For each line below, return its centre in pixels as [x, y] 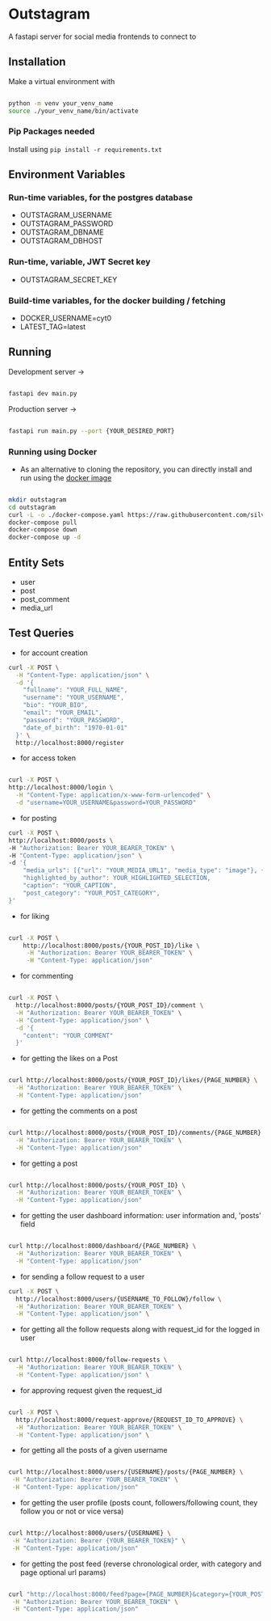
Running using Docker [53, 451]
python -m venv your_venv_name [61, 103]
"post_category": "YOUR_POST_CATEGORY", [92, 893]
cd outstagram [32, 507]
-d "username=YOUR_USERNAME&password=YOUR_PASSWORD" [106, 803]
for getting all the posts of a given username [94, 1450]
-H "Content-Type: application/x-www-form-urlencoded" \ [113, 795]
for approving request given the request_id [91, 1390]
